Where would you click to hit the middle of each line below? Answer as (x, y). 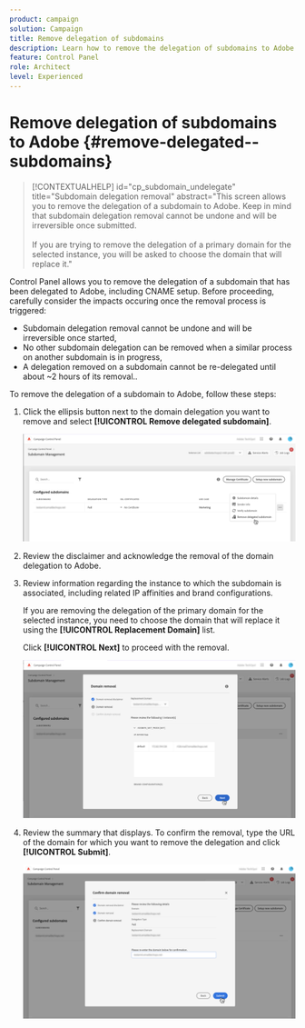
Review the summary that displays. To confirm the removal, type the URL (159, 833)
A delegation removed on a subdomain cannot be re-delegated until (149, 366)
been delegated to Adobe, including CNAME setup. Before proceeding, (142, 291)
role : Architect (40, 67)
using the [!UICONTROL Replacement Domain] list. (119, 630)
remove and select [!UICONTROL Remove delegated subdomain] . (147, 421)
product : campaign (44, 19)
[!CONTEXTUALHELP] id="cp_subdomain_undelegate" (133, 186)
